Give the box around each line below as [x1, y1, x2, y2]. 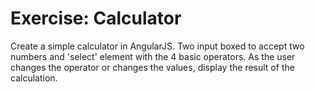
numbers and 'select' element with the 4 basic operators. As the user [10, 50, 296, 62]
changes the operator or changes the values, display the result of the [10, 61, 295, 73]
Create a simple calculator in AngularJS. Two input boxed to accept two [10, 40, 305, 52]
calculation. [10, 72, 58, 84]
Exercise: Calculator [10, 7, 182, 30]
